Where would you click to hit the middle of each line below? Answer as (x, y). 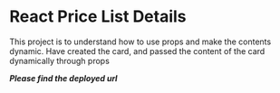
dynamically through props (60, 60)
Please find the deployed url (63, 78)
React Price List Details (98, 17)
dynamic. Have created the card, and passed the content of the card (137, 51)
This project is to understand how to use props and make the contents (140, 42)
